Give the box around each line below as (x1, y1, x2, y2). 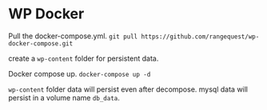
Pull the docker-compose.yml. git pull (8, 31, 138, 41)
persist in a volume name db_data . (8, 92, 120, 102)
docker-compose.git (8, 39, 74, 48)
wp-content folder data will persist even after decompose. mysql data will (8, 84, 249, 94)
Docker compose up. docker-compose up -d (8, 69, 151, 78)
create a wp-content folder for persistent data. (8, 53, 159, 63)
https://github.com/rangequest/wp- (141, 33, 260, 41)
